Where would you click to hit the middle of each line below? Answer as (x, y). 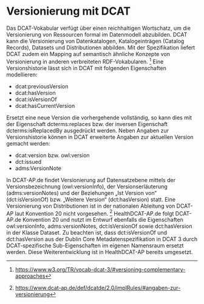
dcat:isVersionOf (36, 99)
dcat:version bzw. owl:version (52, 155)
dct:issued (28, 161)
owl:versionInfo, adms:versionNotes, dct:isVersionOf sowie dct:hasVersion (99, 226)
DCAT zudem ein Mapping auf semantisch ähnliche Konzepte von (88, 54)
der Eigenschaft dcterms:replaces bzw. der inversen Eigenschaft (87, 124)
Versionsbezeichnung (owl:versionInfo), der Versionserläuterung (87, 186)
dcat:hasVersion (35, 93)
